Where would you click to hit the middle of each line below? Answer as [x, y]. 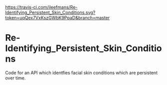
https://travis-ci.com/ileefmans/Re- [41, 7]
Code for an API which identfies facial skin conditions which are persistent [82, 73]
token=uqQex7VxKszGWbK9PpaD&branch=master [58, 18]
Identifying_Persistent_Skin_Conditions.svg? [50, 12]
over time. [15, 78]
